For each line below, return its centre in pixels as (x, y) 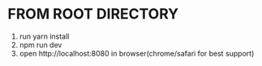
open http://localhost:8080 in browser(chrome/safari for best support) (137, 53)
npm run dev (41, 44)
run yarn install (44, 36)
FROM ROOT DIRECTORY (93, 14)
